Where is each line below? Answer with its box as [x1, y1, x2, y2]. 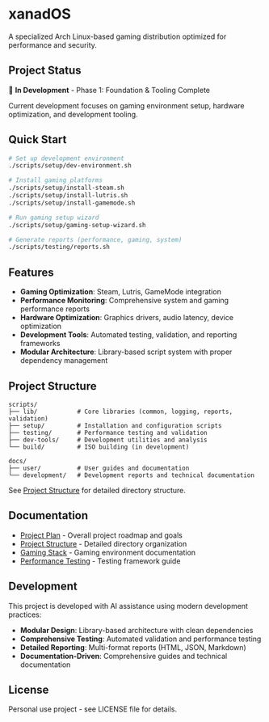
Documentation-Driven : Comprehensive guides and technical [19, 651, 228, 661]
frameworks [19, 339, 61, 348]
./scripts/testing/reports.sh [8, 243, 111, 251]
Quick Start [8, 133, 67, 146]
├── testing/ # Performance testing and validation [8, 429, 208, 437]
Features [8, 265, 54, 279]
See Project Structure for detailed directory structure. [8, 485, 186, 495]
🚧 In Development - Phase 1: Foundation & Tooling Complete [8, 85, 211, 95]
